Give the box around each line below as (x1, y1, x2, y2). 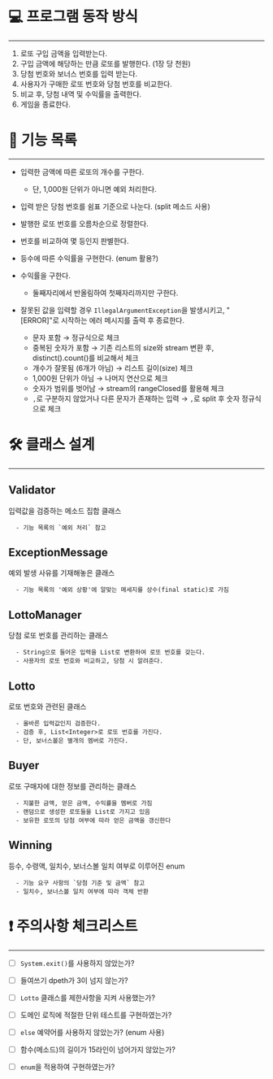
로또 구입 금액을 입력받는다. (19, 48, 108, 58)
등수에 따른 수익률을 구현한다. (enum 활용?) (19, 253, 159, 263)
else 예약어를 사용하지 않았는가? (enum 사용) (19, 1027, 165, 1037)
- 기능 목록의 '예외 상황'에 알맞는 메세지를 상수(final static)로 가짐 (15, 586, 229, 594)
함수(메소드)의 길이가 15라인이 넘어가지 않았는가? (19, 1044, 176, 1054)
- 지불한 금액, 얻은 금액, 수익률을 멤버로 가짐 (15, 798, 153, 807)
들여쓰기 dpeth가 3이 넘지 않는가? (19, 975, 128, 985)
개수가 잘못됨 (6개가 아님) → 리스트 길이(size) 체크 (32, 363, 193, 372)
